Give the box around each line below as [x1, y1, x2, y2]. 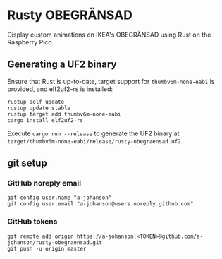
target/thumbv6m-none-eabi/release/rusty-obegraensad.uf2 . [7, 136, 183, 145]
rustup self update [7, 98, 65, 105]
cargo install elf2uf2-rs [7, 116, 83, 124]
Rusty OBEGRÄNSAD [7, 7, 132, 23]
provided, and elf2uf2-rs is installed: [7, 85, 113, 93]
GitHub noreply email [7, 179, 82, 188]
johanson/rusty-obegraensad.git [7, 239, 102, 246]
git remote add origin [7, 233, 74, 240]
